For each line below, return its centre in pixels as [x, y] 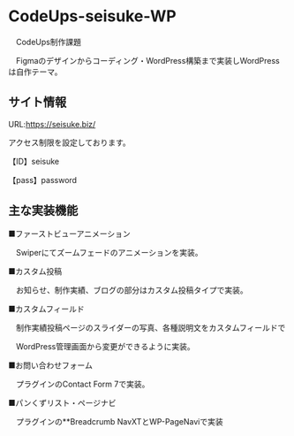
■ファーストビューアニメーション [69, 233]
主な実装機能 [43, 211]
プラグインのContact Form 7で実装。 [83, 384]
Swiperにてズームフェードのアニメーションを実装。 [109, 252]
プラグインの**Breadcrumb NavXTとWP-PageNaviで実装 [119, 421]
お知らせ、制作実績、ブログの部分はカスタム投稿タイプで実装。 [132, 290]
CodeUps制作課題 [48, 42]
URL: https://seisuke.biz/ [52, 124]
